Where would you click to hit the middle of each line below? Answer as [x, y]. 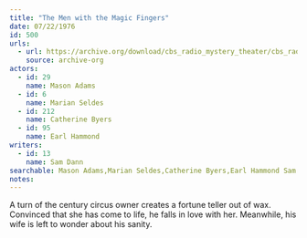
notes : [22, 179]
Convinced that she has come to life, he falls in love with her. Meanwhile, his [153, 214]
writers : [26, 145]
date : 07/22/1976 [42, 26]
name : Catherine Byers [69, 119]
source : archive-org [65, 60]
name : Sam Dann [55, 162]
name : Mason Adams [61, 86]
